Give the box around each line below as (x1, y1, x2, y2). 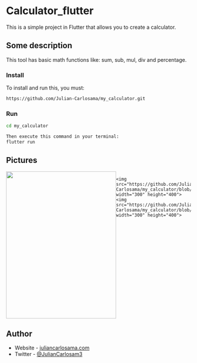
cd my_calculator (6, 123, 49, 129)
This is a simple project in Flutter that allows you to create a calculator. (6, 24, 176, 31)
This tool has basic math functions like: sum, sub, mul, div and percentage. (6, 56, 187, 63)
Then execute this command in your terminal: (6, 134, 119, 139)
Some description (6, 41, 73, 51)
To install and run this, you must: (6, 84, 85, 92)
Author (6, 329, 32, 339)
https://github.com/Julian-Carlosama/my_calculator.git (6, 96, 145, 102)
